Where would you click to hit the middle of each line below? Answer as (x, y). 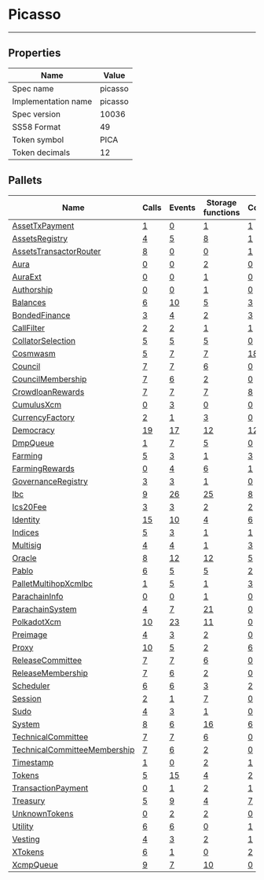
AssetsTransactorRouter (57, 251)
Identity (26, 519)
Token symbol (38, 139)
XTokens (28, 852)
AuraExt (27, 277)
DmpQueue (33, 443)
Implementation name (52, 101)
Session (27, 698)
